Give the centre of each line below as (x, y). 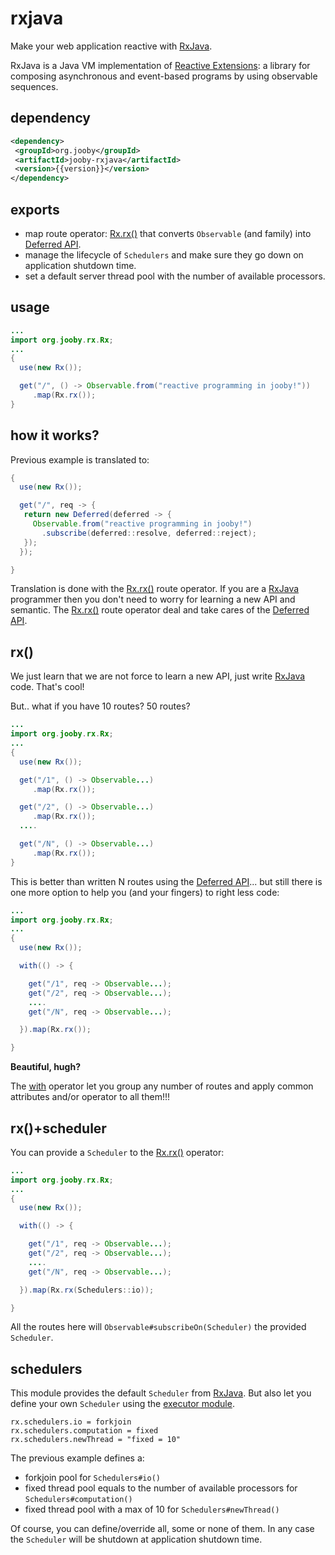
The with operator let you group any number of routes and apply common (162, 1086)
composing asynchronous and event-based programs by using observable (164, 76)
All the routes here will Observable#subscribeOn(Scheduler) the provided (158, 1327)
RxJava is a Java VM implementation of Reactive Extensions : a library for (160, 65)
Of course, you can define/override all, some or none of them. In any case (162, 1529)
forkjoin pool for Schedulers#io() (92, 1478)
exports (35, 209)
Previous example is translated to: (80, 459)
